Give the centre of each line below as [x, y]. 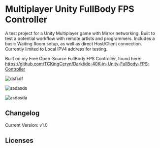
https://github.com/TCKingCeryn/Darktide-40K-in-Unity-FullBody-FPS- [78, 64]
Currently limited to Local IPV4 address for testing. [56, 49]
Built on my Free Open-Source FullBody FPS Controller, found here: [73, 58]
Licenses [19, 141]
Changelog [22, 113]
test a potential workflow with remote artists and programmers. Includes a [80, 38]
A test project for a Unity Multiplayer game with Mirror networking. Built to [80, 33]
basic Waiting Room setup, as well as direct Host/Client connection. [74, 43]
